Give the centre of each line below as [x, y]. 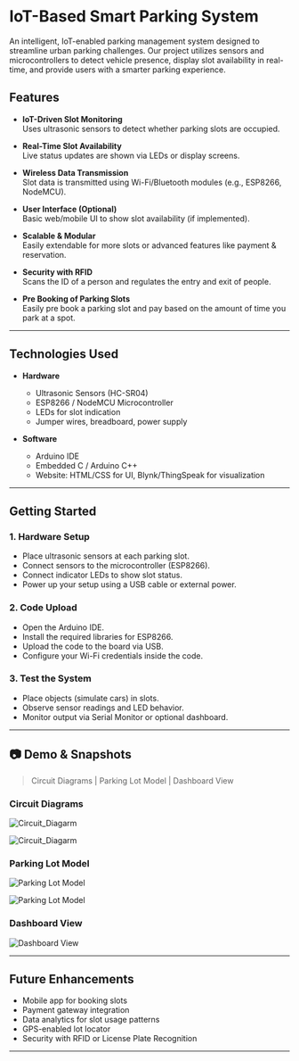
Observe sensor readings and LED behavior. [103, 708]
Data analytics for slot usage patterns [91, 1020]
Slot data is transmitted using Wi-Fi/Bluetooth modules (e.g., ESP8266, [152, 182]
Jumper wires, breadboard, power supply [111, 421]
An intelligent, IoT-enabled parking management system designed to [134, 41]
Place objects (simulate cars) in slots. [90, 698]
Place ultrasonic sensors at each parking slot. [105, 556]
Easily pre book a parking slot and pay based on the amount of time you [154, 308]
